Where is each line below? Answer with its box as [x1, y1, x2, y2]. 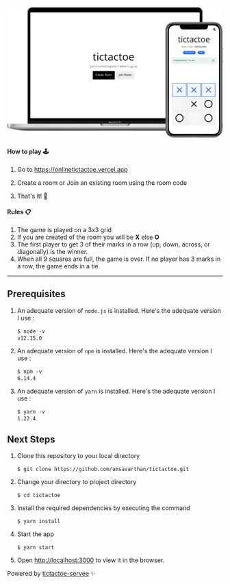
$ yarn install [16, 518, 61, 525]
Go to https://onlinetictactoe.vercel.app [16, 165, 128, 173]
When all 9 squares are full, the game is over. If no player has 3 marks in [16, 255, 221, 263]
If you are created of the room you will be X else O [16, 233, 159, 241]
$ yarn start [16, 544, 55, 551]
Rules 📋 [7, 208, 31, 216]
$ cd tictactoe [16, 492, 61, 499]
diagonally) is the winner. [16, 247, 88, 255]
